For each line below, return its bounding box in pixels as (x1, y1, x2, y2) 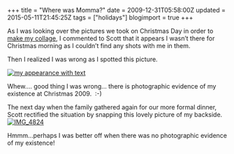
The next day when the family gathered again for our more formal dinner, (7, 103, 217, 111)
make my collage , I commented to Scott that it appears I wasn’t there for (7, 34, 215, 43)
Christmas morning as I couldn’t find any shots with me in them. (7, 42, 191, 49)
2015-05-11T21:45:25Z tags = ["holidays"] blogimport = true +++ (7, 13, 193, 22)
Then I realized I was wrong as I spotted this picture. (7, 55, 159, 63)
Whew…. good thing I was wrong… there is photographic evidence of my (7, 82, 217, 90)
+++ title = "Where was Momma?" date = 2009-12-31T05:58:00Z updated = (7, 6, 226, 14)
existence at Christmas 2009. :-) (7, 90, 103, 98)
